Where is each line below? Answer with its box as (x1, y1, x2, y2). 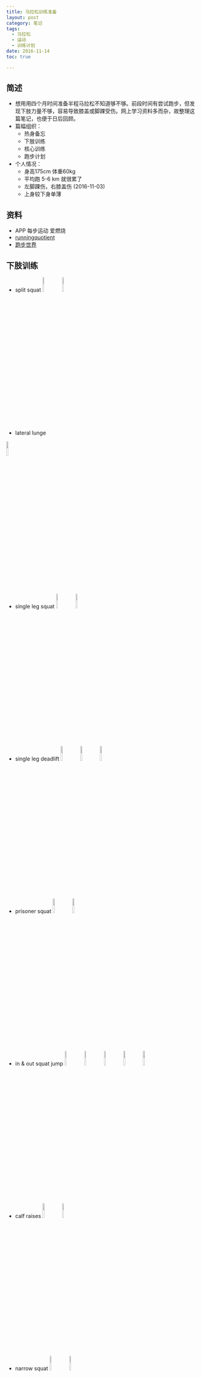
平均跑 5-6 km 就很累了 (24, 176, 83, 183)
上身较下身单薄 (24, 191, 62, 198)
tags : (6, 25, 20, 32)
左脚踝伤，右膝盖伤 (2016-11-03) (24, 183, 106, 190)
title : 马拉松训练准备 (6, 8, 57, 15)
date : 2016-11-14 (6, 48, 50, 54)
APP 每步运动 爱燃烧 (14, 227, 66, 234)
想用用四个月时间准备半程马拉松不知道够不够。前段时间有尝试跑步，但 (14, 100, 190, 107)
